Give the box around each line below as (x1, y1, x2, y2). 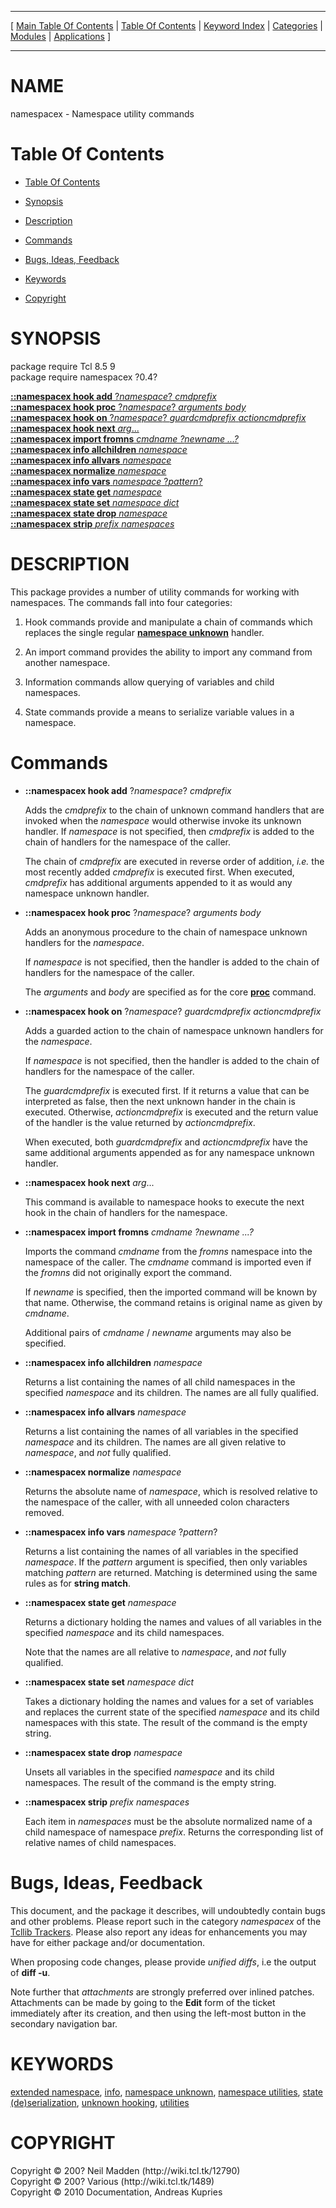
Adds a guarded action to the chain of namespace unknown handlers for (24, 1024, 324, 1036)
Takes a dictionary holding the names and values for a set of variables (24, 1695, 314, 1707)
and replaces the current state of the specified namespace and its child (24, 1706, 320, 1718)
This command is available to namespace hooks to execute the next (24, 1196, 305, 1208)
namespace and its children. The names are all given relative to (24, 1436, 287, 1448)
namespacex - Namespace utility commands (10, 107, 195, 120)
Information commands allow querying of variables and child (24, 676, 275, 688)
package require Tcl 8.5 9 (10, 360, 116, 372)
